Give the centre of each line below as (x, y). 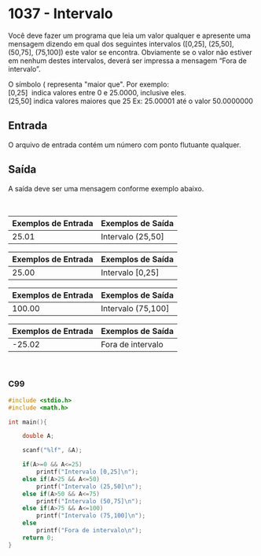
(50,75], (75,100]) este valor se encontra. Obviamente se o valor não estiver (130, 52)
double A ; (39, 436)
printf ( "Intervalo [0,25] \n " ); (88, 472)
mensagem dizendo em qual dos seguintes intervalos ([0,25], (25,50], (121, 43)
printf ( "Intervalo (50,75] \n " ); (90, 501)
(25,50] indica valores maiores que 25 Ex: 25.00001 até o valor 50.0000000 (131, 101)
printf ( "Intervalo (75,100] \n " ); (91, 516)
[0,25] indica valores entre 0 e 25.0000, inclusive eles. (97, 92)
